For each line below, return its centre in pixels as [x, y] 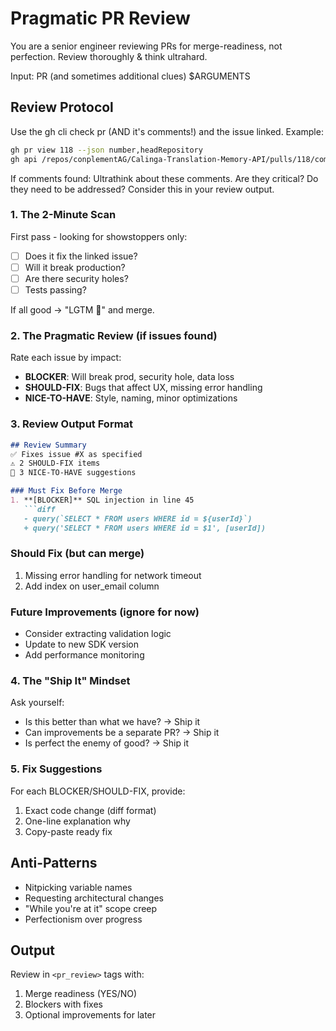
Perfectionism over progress [83, 919]
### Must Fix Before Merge [66, 491]
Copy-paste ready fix [68, 831]
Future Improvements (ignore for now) [105, 612]
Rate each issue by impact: [66, 358]
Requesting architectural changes [94, 898]
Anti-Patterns [54, 863]
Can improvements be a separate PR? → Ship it [122, 733]
